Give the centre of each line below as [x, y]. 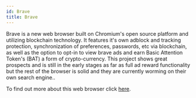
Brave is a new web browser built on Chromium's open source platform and [97, 33]
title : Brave [22, 17]
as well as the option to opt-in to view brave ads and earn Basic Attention [94, 52]
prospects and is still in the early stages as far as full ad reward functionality [98, 65]
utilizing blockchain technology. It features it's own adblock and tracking [94, 40]
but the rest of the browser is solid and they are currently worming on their [96, 71]
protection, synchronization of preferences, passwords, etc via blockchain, [97, 46]
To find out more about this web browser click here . [68, 89]
